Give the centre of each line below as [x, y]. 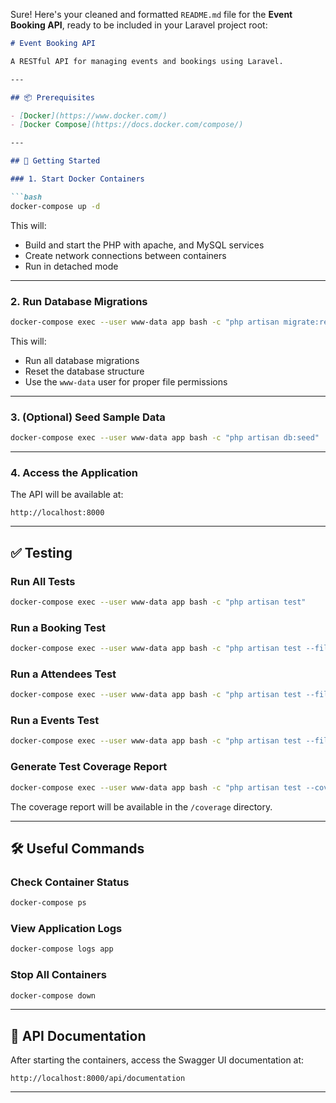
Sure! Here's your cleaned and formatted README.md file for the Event [151, 14]
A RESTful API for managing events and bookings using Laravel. [147, 61]
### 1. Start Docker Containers [77, 179]
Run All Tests [43, 581]
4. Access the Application [74, 472]
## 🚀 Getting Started [55, 161]
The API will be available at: [67, 495]
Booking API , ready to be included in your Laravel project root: [139, 25]
